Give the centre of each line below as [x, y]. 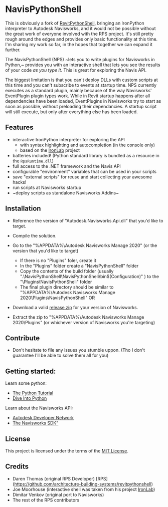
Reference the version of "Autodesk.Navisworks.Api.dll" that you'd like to [88, 220]
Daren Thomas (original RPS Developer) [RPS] [60, 478]
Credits [17, 467]
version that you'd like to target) [45, 250]
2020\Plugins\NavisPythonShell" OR [57, 298]
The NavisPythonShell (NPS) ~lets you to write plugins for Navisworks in [80, 59]
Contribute [23, 338]
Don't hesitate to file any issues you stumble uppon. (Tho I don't [79, 350]
